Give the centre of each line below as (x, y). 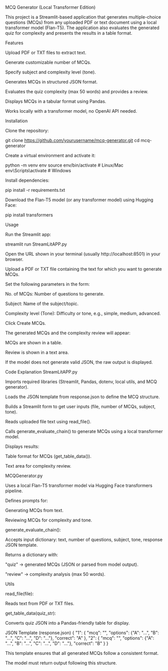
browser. (14, 259)
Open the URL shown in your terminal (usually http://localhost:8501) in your (83, 254)
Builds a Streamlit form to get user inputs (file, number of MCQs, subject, (80, 406)
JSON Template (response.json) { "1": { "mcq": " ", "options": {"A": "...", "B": (82, 633)
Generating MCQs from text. (34, 510)
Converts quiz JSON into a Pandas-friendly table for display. (67, 623)
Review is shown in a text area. (37, 352)
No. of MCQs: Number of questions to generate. (55, 294)
